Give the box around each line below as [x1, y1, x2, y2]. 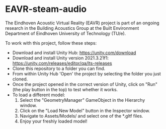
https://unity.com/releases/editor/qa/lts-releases [12, 60, 112, 66]
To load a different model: [12, 92, 66, 98]
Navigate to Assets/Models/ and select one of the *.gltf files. [19, 113, 143, 119]
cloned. [12, 76, 28, 82]
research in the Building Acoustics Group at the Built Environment [5, 25, 139, 31]
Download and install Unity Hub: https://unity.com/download [12, 50, 137, 56]
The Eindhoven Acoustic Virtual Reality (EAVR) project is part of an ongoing [5, 20, 160, 26]
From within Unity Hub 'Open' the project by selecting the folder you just [12, 70, 161, 76]
